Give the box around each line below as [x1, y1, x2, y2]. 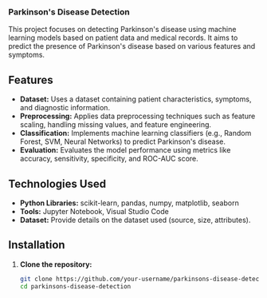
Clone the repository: [19, 259, 92, 269]
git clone [19, 275, 53, 283]
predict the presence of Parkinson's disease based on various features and [8, 42, 256, 51]
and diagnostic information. [19, 103, 110, 113]
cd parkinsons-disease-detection [19, 282, 132, 290]
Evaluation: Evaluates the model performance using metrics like [19, 145, 231, 155]
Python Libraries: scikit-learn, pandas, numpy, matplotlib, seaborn [19, 198, 239, 208]
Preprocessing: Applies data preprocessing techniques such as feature [19, 111, 256, 121]
